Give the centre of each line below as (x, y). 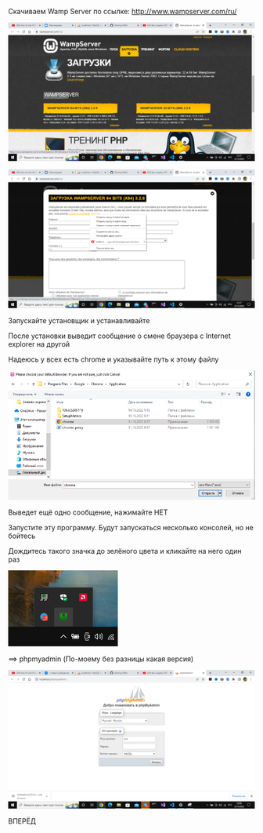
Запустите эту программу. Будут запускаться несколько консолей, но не (131, 528)
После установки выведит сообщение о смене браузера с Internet (119, 336)
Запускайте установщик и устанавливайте (79, 320)
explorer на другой (39, 344)
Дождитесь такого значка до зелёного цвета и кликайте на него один (125, 551)
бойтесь (22, 536)
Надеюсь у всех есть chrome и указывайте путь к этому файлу (113, 359)
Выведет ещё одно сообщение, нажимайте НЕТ (88, 512)
